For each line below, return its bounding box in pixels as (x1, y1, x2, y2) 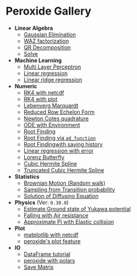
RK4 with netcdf (23, 89, 65, 96)
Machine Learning (14, 57, 62, 64)
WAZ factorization (23, 37, 69, 44)
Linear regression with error (23, 147, 94, 154)
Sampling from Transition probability (23, 185, 115, 193)
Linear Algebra (14, 24, 53, 32)
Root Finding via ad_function (23, 134, 96, 141)
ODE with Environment (23, 121, 80, 128)
